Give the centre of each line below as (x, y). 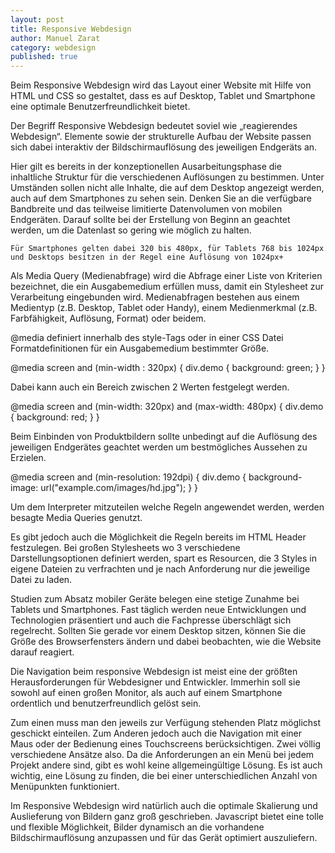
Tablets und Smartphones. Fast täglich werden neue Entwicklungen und (158, 610)
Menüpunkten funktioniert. (65, 787)
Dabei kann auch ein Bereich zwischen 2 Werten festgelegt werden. (150, 387)
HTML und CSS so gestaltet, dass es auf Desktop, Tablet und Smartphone (163, 96)
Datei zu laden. (41, 580)
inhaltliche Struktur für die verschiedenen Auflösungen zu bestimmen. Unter (167, 177)
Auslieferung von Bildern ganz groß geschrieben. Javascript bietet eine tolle (167, 817)
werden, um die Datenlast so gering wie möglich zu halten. (131, 230)
